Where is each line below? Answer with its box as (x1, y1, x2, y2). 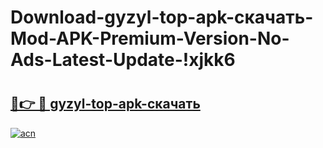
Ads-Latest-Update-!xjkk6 (10, 49, 236, 71)
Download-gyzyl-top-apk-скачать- (10, 6, 314, 29)
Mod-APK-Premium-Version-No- (10, 27, 290, 50)
